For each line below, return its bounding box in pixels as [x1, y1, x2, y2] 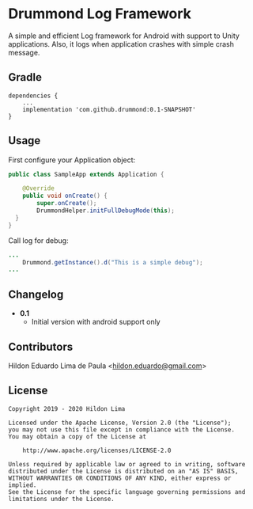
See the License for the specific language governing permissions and [8, 488, 246, 496]
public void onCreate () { [22, 192, 108, 200]
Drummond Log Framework [8, 5, 192, 23]
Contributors [8, 340, 74, 353]
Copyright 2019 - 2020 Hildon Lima [8, 405, 126, 412]
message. [8, 47, 40, 57]
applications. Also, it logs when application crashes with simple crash [8, 39, 235, 48]
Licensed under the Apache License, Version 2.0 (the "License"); [8, 419, 232, 427]
